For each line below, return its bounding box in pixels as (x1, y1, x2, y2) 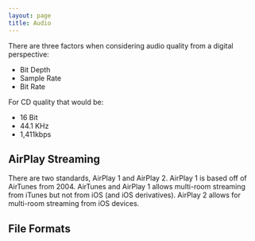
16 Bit (19, 112, 38, 122)
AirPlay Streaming (8, 152, 101, 165)
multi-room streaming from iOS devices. (8, 199, 140, 208)
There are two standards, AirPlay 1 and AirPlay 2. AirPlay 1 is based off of (8, 173, 248, 183)
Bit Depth (19, 64, 51, 74)
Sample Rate (19, 73, 62, 83)
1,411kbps (19, 129, 52, 139)
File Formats (8, 222, 71, 235)
